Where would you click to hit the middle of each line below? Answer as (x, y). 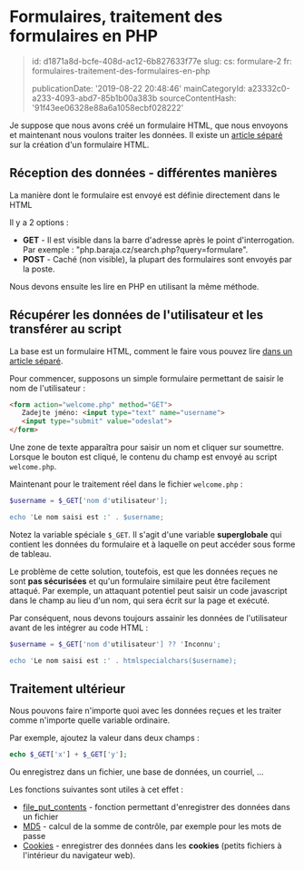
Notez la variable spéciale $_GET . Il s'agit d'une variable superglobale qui (146, 534)
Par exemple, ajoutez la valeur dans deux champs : (104, 738)
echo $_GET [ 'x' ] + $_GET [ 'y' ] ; (69, 755)
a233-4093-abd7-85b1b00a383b (94, 98)
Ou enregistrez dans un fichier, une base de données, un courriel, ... (137, 772)
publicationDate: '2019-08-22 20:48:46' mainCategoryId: (139, 88)
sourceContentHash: (198, 98)
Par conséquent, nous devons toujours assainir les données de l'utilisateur (148, 618)
